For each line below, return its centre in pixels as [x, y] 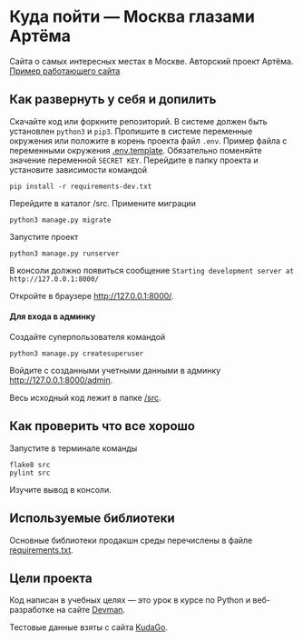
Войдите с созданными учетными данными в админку [115, 370]
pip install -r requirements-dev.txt [81, 186]
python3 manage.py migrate [60, 220]
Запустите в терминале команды [73, 448]
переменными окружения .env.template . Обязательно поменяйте [136, 150]
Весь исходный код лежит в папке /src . [85, 397]
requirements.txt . [42, 550]
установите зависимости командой [78, 169]
